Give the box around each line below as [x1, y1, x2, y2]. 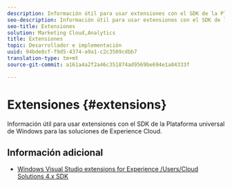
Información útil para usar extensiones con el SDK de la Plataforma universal [7, 120, 225, 128]
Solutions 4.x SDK [17, 173, 69, 181]
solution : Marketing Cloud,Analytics [7, 29, 116, 36]
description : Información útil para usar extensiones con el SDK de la [7, 10, 217, 17]
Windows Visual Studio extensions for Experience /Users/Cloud [17, 165, 199, 173]
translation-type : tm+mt [7, 55, 79, 62]
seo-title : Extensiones [7, 23, 76, 30]
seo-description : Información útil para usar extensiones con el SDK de [7, 16, 221, 23]
